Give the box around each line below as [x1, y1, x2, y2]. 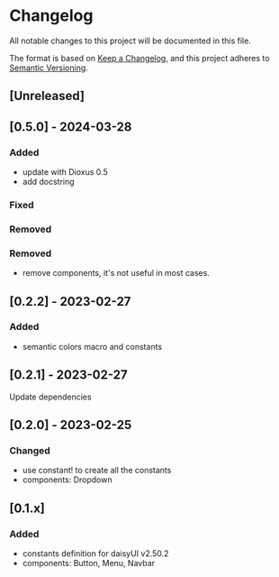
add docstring [22, 177, 75, 188]
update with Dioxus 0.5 [22, 167, 108, 178]
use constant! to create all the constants [22, 465, 172, 476]
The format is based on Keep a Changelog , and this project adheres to [9, 52, 270, 63]
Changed [9, 444, 51, 456]
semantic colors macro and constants [22, 341, 163, 352]
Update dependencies [9, 391, 92, 402]
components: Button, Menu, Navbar [22, 558, 156, 569]
